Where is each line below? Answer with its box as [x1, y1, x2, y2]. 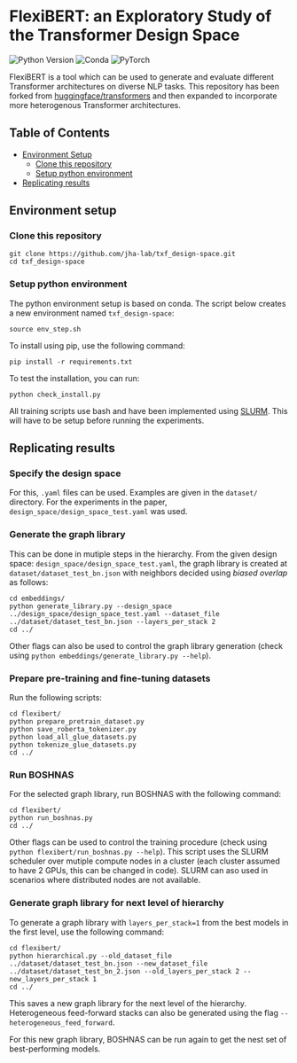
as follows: [9, 576, 49, 587]
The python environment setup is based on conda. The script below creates [9, 298, 286, 309]
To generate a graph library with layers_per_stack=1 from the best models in [9, 917, 289, 927]
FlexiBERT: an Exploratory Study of [9, 6, 272, 27]
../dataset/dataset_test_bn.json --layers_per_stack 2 [9, 617, 216, 626]
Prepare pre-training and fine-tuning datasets [9, 672, 211, 684]
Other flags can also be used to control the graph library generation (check [9, 640, 284, 651]
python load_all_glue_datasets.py [9, 733, 137, 742]
